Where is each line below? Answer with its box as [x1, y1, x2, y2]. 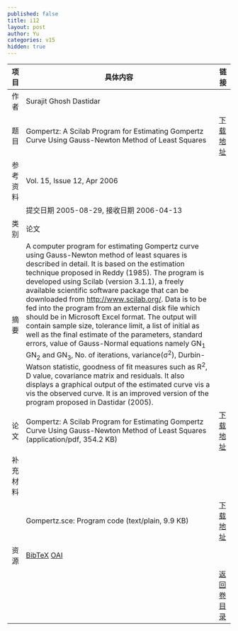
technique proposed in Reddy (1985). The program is [25, 268, 204, 277]
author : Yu [7, 30, 40, 37]
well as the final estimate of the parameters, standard [25, 330, 203, 340]
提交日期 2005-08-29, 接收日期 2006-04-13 [25, 206, 183, 215]
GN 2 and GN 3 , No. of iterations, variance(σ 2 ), [25, 349, 177, 361]
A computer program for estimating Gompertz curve [25, 241, 200, 251]
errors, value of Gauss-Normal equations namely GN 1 [25, 339, 206, 350]
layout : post [7, 23, 46, 30]
